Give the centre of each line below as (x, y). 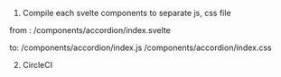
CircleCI (37, 65)
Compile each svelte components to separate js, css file (127, 13)
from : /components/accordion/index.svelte (90, 30)
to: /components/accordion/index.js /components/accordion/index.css (141, 47)
